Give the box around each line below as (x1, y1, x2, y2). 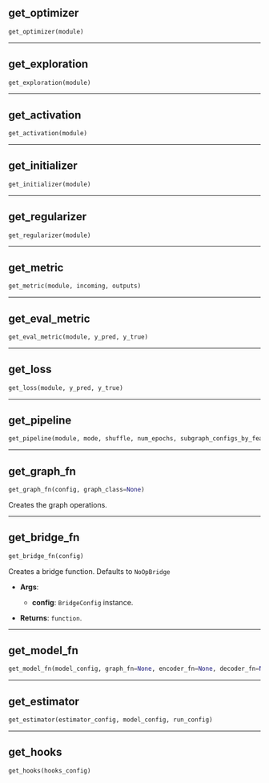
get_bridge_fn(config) (8, 552, 84, 560)
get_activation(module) (8, 130, 88, 138)
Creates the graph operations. (8, 500, 108, 509)
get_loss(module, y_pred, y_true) (8, 383, 124, 391)
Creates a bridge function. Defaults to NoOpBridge (8, 566, 171, 576)
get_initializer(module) (8, 180, 91, 188)
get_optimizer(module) (8, 27, 84, 35)
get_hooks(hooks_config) (8, 766, 91, 775)
